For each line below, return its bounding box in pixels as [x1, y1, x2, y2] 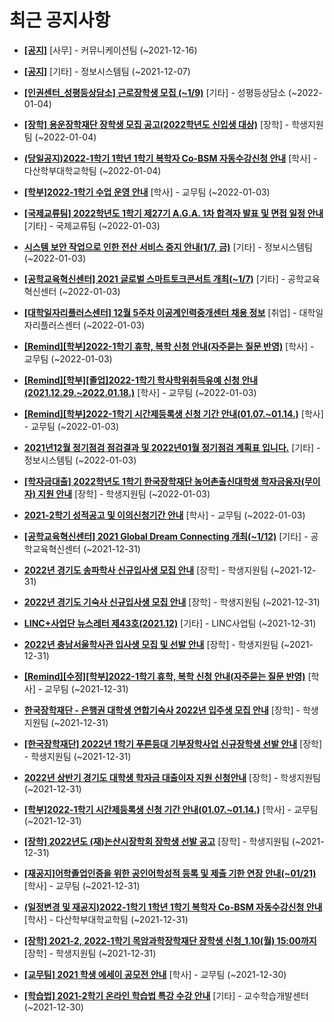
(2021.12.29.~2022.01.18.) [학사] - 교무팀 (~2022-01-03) [23, 386, 257, 398]
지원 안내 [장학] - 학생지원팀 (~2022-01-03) [37, 487, 211, 500]
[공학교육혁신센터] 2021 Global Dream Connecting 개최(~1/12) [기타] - [23, 530, 309, 542]
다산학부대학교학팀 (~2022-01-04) [23, 164, 162, 176]
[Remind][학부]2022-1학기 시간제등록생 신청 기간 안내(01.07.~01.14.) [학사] [23, 407, 324, 420]
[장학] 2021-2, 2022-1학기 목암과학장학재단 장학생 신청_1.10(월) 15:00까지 [23, 934, 317, 946]
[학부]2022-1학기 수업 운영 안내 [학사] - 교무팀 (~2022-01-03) [23, 186, 271, 198]
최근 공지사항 [9, 9, 111, 32]
